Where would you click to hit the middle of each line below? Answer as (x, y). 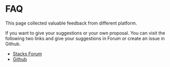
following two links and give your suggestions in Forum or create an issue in (85, 38)
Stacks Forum (27, 54)
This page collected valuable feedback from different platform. (71, 23)
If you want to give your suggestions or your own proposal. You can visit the (85, 33)
